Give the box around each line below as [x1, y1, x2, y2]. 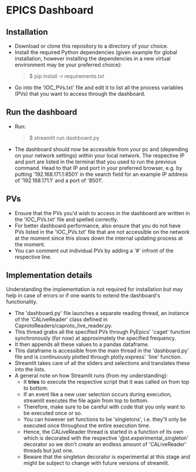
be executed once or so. [23, 410, 83, 417]
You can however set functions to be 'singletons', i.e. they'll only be [23, 416, 187, 423]
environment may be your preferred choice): [14, 61, 122, 68]
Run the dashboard [6, 107, 77, 118]
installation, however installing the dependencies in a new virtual [14, 55, 171, 62]
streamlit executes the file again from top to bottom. [23, 397, 149, 404]
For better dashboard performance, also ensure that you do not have [14, 222, 181, 229]
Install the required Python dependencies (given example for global [14, 49, 177, 56]
